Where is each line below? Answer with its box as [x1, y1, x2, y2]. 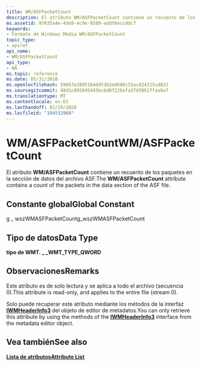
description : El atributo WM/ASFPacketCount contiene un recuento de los [6, 14, 196, 21]
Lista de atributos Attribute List [6, 353, 85, 360]
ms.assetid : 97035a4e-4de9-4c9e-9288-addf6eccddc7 [6, 20, 136, 26]
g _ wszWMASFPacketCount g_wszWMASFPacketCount [6, 215, 145, 222]
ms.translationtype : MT [6, 93, 66, 99]
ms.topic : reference [6, 71, 59, 77]
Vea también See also [6, 337, 88, 347]
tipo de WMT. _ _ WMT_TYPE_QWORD [6, 248, 101, 255]
